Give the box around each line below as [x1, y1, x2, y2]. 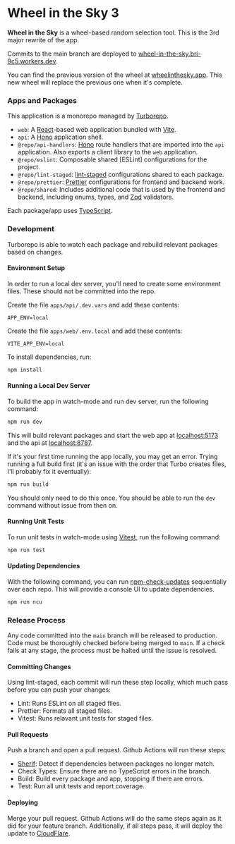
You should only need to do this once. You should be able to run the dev [7, 494, 216, 502]
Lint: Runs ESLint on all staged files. [17, 699, 122, 708]
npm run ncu [7, 598, 42, 606]
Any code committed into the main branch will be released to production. [7, 631, 218, 640]
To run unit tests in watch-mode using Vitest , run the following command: [7, 532, 221, 541]
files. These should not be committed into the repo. [7, 287, 157, 295]
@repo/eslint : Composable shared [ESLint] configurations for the [17, 155, 207, 164]
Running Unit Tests [7, 517, 65, 526]
